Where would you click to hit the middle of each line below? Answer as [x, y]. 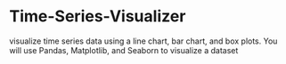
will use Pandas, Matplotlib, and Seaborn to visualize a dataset [124, 50]
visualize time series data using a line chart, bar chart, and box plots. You [143, 41]
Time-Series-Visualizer [98, 16]
